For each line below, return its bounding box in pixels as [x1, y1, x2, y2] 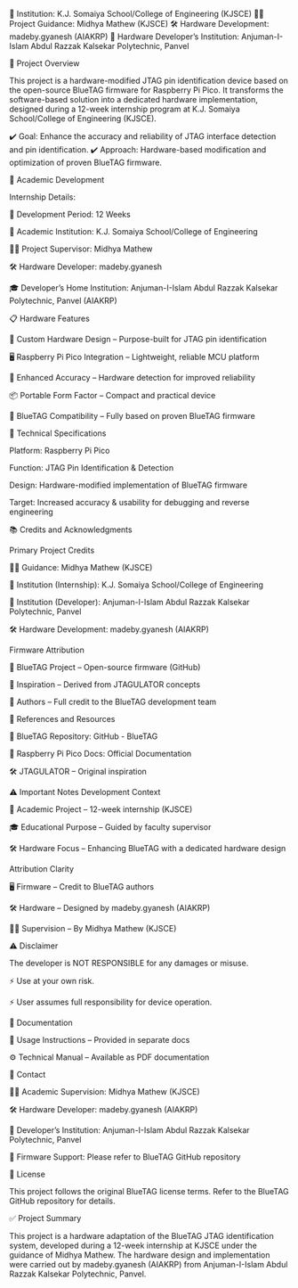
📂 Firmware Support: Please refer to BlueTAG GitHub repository [9, 1152, 241, 1162]
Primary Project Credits [9, 545, 95, 555]
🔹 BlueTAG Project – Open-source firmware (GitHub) [9, 662, 201, 672]
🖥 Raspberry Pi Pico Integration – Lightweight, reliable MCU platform [9, 352, 260, 362]
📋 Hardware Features [9, 313, 91, 324]
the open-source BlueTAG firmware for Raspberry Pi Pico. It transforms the [9, 85, 284, 95]
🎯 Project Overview [9, 58, 80, 69]
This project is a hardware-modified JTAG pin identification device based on [9, 76, 289, 86]
